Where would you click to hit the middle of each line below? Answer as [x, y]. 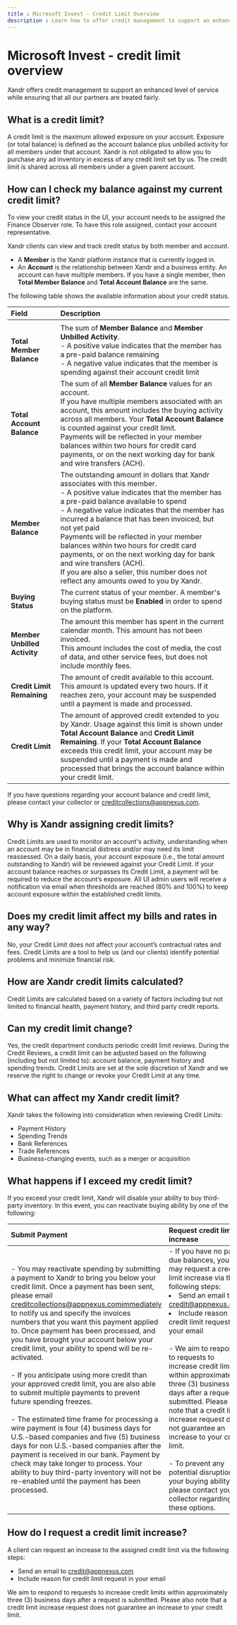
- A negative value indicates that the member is [139, 364]
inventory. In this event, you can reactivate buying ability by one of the [127, 1205]
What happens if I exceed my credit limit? [100, 1181]
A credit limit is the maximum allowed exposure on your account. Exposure [116, 137]
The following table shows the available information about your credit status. [119, 296]
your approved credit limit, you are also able [84, 1384]
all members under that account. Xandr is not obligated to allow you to [109, 152]
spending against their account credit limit [130, 372]
